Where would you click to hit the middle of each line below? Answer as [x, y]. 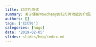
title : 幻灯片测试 [22, 10]
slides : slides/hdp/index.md [35, 37]
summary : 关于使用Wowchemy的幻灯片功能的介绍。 [49, 14]
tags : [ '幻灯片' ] [22, 23]
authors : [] [17, 19]
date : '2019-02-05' [25, 32]
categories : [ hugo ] [25, 28]
